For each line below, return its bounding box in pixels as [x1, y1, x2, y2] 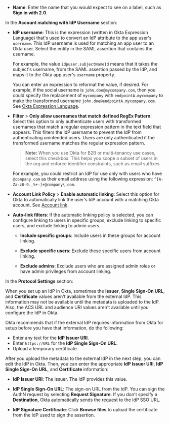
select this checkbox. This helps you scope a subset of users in [25, 155, 158, 161]
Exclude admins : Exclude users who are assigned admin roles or [20, 263, 156, 269]
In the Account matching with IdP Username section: [5, 20, 117, 25]
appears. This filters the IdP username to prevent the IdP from [12, 129, 142, 135]
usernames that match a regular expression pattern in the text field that [12, 124, 161, 130]
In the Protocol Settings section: [5, 278, 73, 284]
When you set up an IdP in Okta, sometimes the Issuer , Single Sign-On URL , [5, 288, 165, 294]
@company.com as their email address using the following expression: [12, 176, 153, 182]
